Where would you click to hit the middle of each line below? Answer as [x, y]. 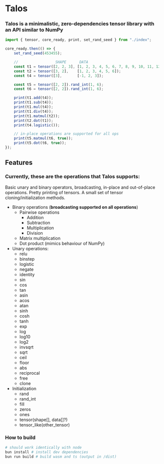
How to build [20, 437]
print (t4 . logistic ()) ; [37, 125]
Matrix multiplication [40, 238]
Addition [35, 217]
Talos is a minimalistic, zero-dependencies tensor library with [80, 24]
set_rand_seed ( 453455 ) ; [38, 53]
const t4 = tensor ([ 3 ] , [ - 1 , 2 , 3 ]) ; [59, 76]
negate [27, 269]
